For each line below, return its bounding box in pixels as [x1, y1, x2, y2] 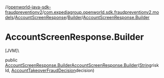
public [5, 57, 18, 63]
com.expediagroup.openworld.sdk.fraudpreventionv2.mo [44, 9, 159, 15]
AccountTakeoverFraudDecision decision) [11, 67, 94, 73]
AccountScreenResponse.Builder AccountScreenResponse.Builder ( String [5, 62, 152, 68]
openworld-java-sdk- [8, 4, 51, 10]
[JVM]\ [5, 47, 20, 53]
